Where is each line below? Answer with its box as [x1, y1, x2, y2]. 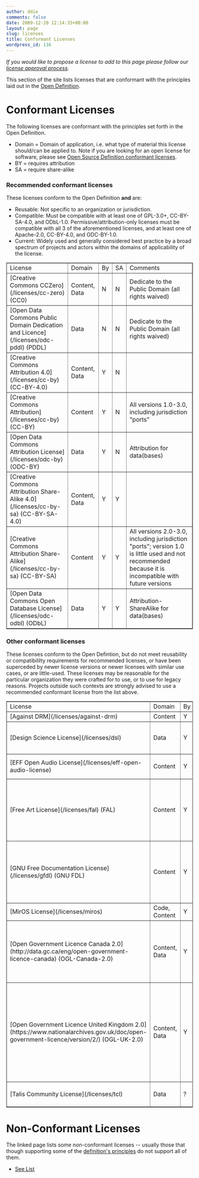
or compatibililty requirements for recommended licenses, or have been [6, 657, 181, 664]
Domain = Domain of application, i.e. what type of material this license [14, 140, 186, 147]
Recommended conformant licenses [6, 181, 113, 189]
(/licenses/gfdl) [9, 872, 53, 880]
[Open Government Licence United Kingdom [9, 1020, 134, 1029]
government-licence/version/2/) [9, 1035, 101, 1044]
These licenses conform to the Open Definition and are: [6, 194, 142, 202]
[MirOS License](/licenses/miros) [9, 907, 102, 916]
